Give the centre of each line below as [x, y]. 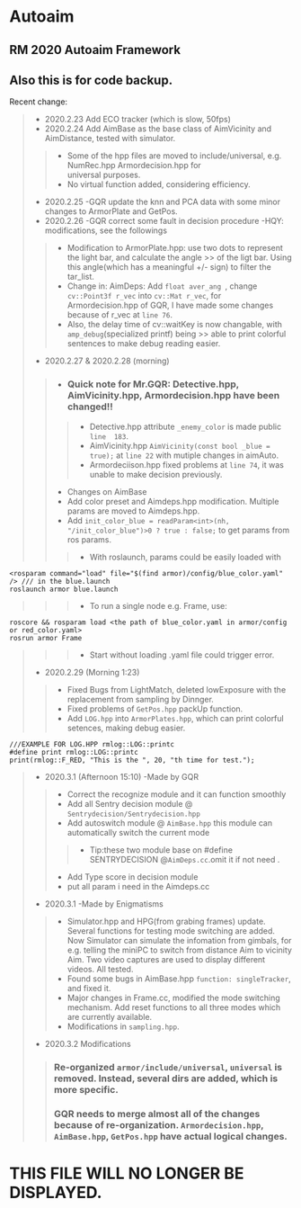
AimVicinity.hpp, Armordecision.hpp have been [173, 396]
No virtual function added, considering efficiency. [159, 184]
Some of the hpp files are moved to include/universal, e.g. [174, 156]
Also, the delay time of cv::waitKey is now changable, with [175, 325]
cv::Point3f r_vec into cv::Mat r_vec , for [144, 296]
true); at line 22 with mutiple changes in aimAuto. [184, 455]
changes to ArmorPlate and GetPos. [111, 211]
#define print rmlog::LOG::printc [74, 752]
